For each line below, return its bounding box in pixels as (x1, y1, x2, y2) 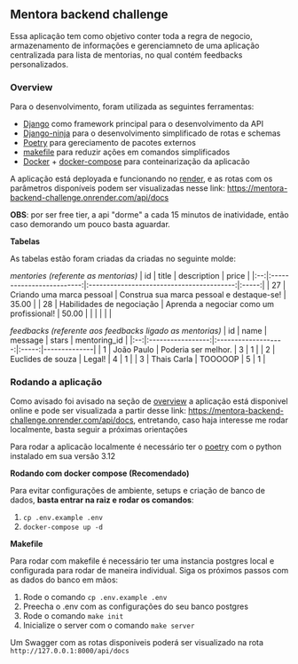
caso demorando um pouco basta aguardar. (10, 219, 171, 230)
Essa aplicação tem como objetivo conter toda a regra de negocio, (10, 30, 253, 41)
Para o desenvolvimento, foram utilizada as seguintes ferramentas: (10, 101, 255, 112)
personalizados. (10, 59, 69, 69)
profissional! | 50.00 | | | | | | (10, 308, 112, 319)
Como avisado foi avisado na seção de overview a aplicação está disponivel (10, 396, 288, 407)
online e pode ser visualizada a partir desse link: (10, 406, 187, 416)
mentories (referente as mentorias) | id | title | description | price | (10, 271, 251, 281)
